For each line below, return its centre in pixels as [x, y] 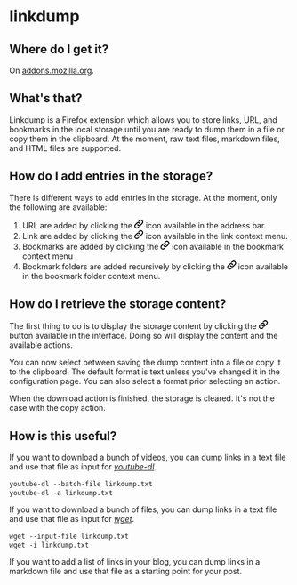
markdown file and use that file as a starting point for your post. [126, 572]
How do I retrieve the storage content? [118, 304]
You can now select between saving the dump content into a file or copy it [145, 363]
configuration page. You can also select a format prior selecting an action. [145, 381]
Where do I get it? [59, 49]
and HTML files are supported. [65, 148]
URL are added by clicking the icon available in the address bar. [144, 225]
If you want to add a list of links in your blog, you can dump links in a [135, 562]
